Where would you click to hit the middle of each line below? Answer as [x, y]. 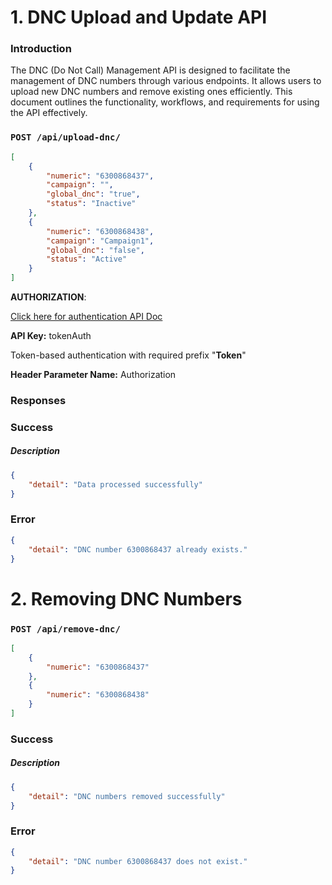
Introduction [41, 49]
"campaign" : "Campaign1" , [100, 241]
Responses [38, 400]
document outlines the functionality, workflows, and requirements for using [165, 102]
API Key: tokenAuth [51, 336]
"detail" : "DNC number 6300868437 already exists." [138, 549]
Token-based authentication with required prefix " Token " [128, 355]
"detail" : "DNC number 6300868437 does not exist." [138, 861]
